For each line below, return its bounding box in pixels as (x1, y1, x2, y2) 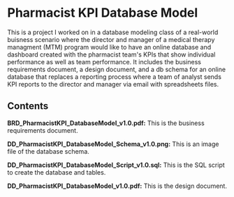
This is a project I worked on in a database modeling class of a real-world (7, 28, 219, 36)
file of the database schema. (7, 147, 89, 155)
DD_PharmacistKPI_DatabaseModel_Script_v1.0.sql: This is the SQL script (7, 161, 225, 169)
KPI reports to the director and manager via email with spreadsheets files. (7, 80, 219, 88)
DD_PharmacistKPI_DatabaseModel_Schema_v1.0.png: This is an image (7, 140, 219, 148)
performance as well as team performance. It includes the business (7, 57, 201, 66)
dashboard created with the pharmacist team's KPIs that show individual (7, 50, 216, 59)
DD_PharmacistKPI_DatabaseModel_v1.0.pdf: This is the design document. (7, 182, 227, 190)
